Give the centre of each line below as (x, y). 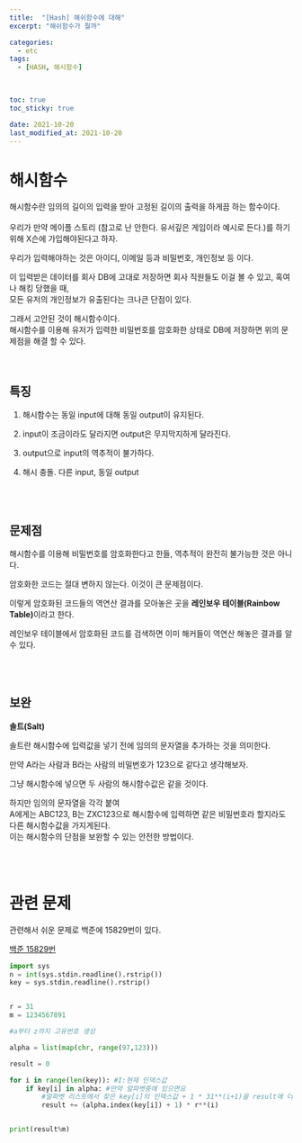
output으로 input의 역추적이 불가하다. (88, 453)
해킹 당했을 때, (44, 288)
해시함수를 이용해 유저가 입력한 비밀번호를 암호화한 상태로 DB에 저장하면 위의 (144, 330)
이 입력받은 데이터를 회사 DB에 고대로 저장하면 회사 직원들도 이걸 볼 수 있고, (142, 277)
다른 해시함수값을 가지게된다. (60, 825)
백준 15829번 (33, 949)
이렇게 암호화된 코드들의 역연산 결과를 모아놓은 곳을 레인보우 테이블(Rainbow (145, 603)
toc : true (28, 100)
